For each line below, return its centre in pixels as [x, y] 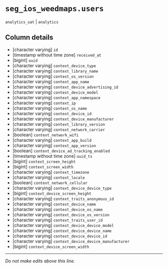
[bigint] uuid [25, 60]
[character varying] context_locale [48, 177]
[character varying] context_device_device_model [63, 225]
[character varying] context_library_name [55, 71]
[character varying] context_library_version [58, 124]
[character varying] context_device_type [54, 65]
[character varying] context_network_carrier [58, 129]
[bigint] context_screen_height [44, 161]
